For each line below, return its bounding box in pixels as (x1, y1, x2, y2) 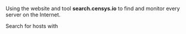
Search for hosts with (5, 23, 58, 29)
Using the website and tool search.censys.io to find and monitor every (5, 5, 180, 12)
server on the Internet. (5, 11, 61, 18)
